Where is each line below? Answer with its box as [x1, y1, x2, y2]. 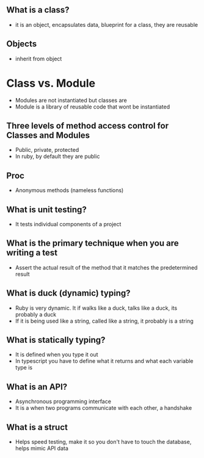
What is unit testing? [6, 204, 87, 215]
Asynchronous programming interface [15, 398, 112, 405]
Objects [6, 39, 37, 49]
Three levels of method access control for [6, 120, 169, 131]
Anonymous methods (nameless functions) [15, 187, 124, 194]
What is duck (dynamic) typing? [6, 288, 131, 298]
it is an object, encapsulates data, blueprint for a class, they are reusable [15, 21, 199, 28]
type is [15, 364, 32, 371]
